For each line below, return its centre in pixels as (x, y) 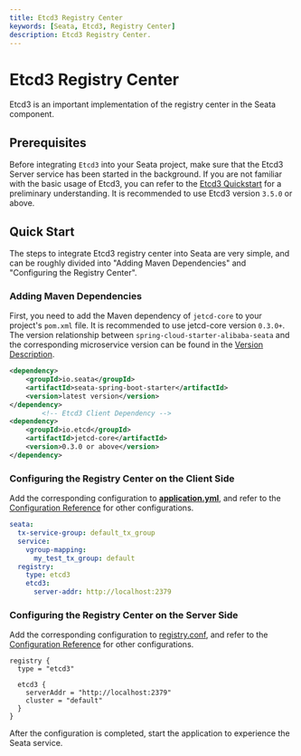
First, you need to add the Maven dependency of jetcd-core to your (136, 316)
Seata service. (36, 743)
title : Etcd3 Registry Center (66, 18)
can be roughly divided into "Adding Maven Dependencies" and (128, 263)
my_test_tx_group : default (84, 558)
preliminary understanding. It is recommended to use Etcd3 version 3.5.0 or (151, 194)
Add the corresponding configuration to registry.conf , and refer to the (139, 635)
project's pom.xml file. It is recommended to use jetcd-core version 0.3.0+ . (147, 325)
